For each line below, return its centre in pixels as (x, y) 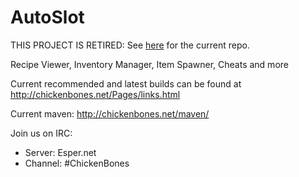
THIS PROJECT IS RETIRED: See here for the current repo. (130, 45)
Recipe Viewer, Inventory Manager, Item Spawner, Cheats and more (149, 64)
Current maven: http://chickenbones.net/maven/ (110, 113)
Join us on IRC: (41, 133)
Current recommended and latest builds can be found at (126, 83)
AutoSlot (47, 17)
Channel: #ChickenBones (77, 163)
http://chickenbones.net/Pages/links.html (95, 94)
